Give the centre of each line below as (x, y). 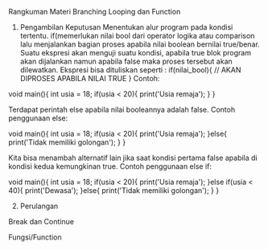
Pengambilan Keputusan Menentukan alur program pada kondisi (126, 27)
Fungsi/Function (35, 237)
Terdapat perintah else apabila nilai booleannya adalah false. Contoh (122, 109)
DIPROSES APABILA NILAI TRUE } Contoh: (90, 78)
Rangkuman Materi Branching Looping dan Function (95, 12)
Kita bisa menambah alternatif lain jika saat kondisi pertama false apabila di (133, 158)
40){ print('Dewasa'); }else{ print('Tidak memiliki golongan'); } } (114, 191)
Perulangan (39, 206)
